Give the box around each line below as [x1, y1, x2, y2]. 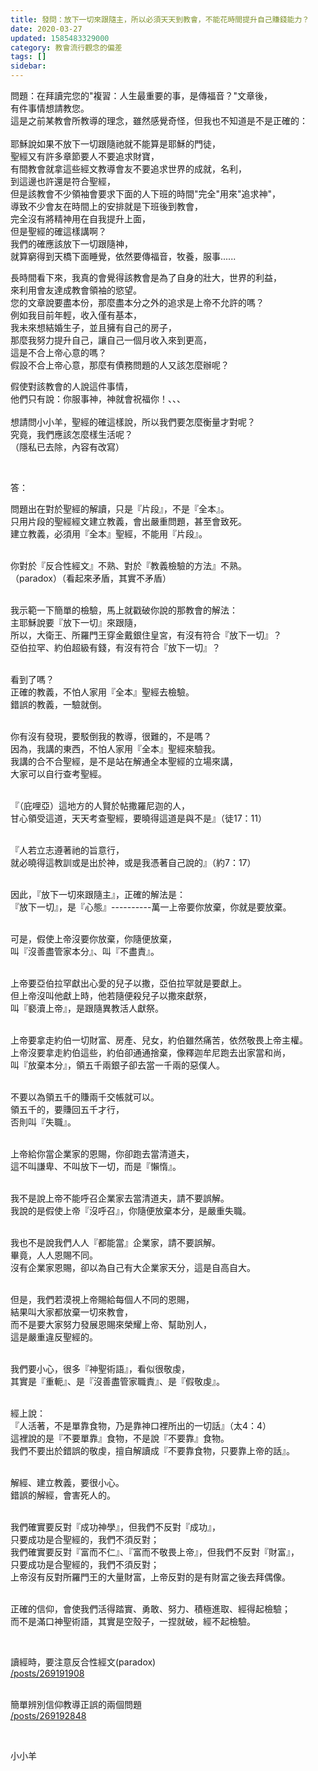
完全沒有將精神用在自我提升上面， [10, 213, 151, 225]
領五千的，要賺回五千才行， [10, 1104, 125, 1115]
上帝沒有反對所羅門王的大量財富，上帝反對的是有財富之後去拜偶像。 [10, 1571, 291, 1583]
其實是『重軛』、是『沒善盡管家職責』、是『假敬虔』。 [10, 1376, 225, 1387]
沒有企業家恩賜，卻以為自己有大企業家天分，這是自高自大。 [10, 1262, 256, 1273]
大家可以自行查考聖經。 [10, 768, 107, 780]
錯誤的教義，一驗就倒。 [10, 699, 107, 710]
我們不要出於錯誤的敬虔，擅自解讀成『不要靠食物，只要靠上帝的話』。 [10, 1445, 295, 1456]
